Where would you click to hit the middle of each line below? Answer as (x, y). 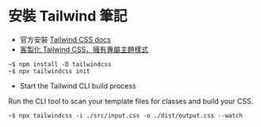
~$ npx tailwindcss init (49, 71)
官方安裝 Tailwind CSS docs (65, 39)
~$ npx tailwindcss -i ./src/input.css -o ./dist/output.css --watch (126, 115)
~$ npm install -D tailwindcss (60, 64)
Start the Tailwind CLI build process (78, 86)
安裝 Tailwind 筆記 (68, 16)
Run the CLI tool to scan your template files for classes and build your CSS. (131, 101)
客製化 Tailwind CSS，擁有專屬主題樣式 (84, 49)
